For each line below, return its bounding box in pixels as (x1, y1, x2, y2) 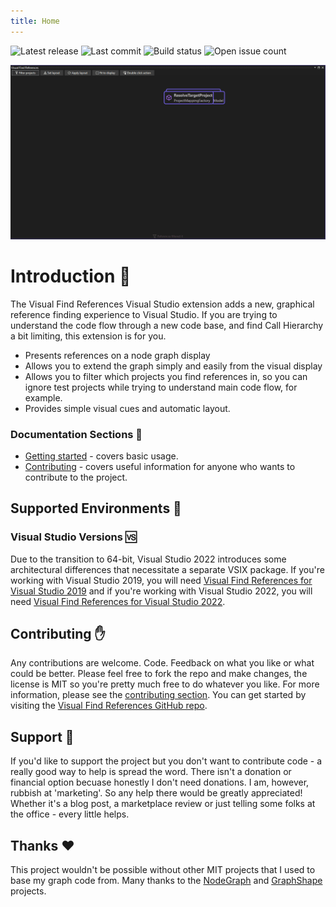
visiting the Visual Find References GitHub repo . (10, 700, 208, 712)
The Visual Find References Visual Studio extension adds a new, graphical (10, 298, 315, 310)
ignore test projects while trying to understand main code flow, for (24, 381, 298, 393)
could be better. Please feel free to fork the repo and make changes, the (10, 668, 308, 680)
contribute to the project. (24, 471, 128, 483)
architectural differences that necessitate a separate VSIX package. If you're (10, 563, 325, 575)
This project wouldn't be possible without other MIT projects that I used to (10, 864, 316, 876)
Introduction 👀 (10, 265, 132, 287)
